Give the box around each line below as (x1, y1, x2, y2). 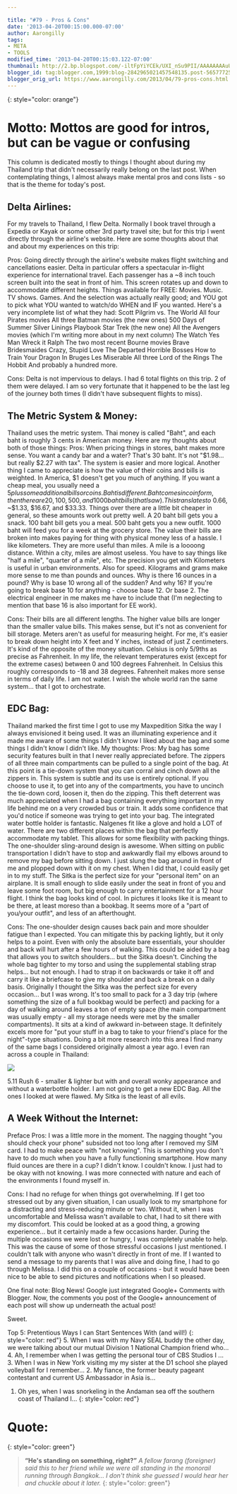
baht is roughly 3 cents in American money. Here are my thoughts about (7, 436, 217, 445)
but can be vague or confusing (7, 135, 190, 150)
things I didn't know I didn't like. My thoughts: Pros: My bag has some (7, 744, 210, 752)
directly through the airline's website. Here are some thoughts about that (7, 234, 219, 243)
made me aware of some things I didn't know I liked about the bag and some (7, 736, 230, 745)
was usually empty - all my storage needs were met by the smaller (7, 1012, 200, 1020)
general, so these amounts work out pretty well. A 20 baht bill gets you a (7, 511, 219, 519)
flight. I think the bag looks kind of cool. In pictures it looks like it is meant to (7, 893, 228, 902)
